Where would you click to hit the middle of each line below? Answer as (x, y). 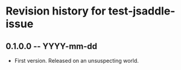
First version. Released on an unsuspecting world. (77, 61)
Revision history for (56, 11)
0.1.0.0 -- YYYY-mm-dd (52, 46)
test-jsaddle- (142, 11)
